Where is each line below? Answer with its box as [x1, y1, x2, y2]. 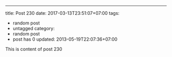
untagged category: [12, 25, 55, 31]
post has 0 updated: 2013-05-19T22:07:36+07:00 [12, 36, 118, 42]
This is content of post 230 [5, 46, 62, 52]
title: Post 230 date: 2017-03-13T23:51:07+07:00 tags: [5, 10, 120, 16]
